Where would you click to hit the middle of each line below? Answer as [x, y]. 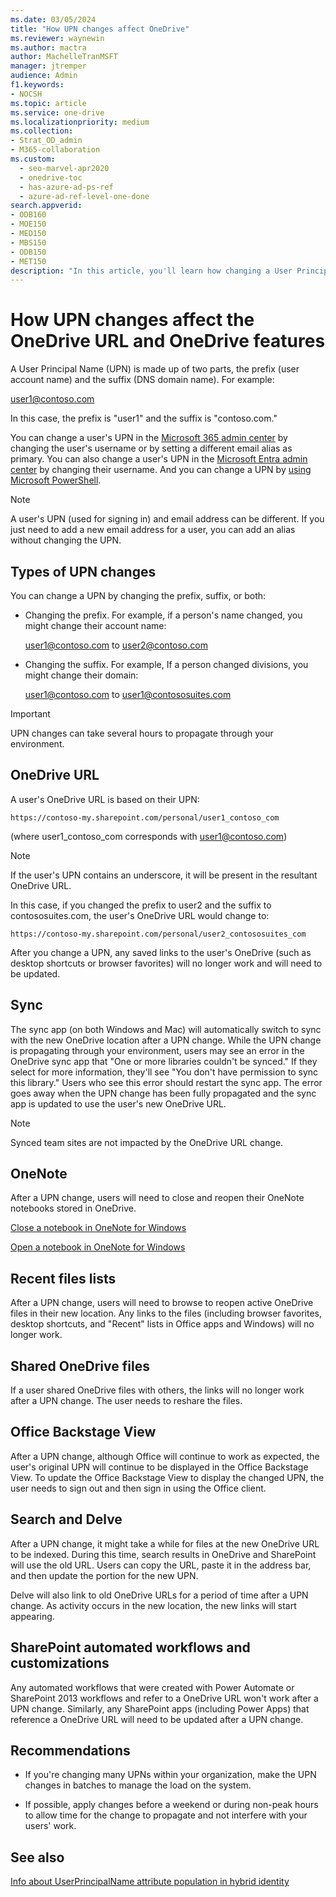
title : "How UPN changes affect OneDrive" [100, 29]
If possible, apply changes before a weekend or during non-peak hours [171, 1805]
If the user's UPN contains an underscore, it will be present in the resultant [164, 875]
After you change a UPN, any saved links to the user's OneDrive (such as [161, 952]
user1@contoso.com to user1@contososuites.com [128, 694]
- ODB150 [28, 252]
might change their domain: [81, 675]
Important [30, 714]
